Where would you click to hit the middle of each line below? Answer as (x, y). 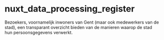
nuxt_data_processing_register (70, 9)
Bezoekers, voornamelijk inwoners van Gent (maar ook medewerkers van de (82, 22)
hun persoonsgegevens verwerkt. (39, 32)
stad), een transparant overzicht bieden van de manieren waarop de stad (79, 27)
